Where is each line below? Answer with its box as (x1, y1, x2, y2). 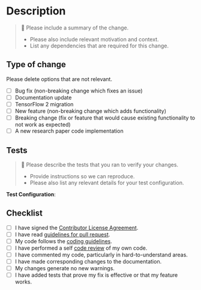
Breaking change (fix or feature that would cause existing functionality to (14, 114, 196, 121)
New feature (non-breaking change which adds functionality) (14, 107, 167, 115)
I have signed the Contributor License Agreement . (14, 224, 139, 231)
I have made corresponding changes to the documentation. (14, 258, 162, 265)
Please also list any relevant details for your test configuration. (29, 179, 184, 186)
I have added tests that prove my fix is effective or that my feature (14, 271, 178, 279)
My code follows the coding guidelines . (14, 237, 112, 244)
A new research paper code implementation (14, 127, 124, 134)
